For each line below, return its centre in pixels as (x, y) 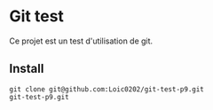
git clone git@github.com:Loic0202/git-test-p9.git (106, 89)
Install (27, 69)
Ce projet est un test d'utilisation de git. (81, 41)
